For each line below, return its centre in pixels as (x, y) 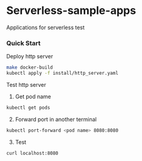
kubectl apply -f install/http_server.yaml (62, 74)
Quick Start (23, 43)
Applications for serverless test (46, 27)
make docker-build (30, 67)
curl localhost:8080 (33, 153)
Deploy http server (30, 57)
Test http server (27, 84)
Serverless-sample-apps (71, 11)
